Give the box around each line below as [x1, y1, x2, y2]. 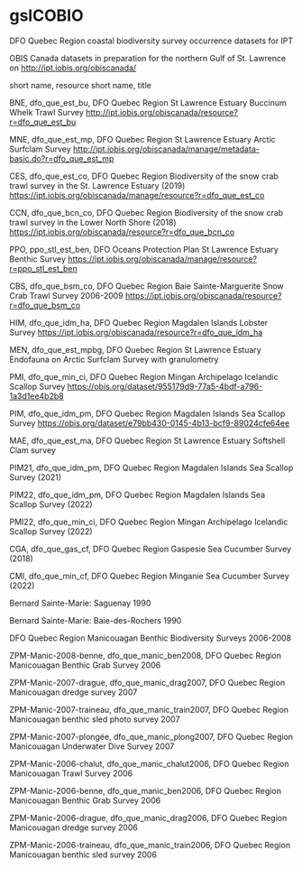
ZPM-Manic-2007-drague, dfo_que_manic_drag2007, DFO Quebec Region [9, 677, 286, 688]
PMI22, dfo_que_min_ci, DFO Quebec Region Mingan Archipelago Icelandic [9, 516, 288, 527]
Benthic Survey [9, 254, 66, 264]
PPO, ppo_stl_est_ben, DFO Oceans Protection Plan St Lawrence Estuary [9, 244, 279, 254]
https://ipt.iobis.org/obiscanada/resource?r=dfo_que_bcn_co [9, 226, 235, 237]
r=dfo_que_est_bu [9, 116, 77, 127]
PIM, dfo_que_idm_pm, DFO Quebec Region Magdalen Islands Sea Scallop [9, 408, 286, 419]
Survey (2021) [9, 471, 61, 483]
